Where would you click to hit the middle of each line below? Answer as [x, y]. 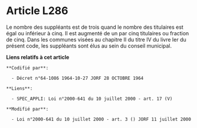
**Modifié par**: [27, 109]
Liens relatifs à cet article [38, 57]
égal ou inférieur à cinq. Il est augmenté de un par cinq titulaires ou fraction [98, 33]
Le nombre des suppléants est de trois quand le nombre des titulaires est [95, 27]
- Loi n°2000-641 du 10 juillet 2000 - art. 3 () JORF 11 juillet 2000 [101, 119]
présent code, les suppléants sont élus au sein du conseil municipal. [89, 46]
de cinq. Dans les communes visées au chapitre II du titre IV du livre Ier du [96, 39]
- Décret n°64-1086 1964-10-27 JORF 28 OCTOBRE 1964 [78, 78]
